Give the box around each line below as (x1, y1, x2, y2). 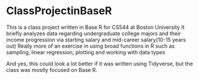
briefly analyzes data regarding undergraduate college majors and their (6, 29, 181, 37)
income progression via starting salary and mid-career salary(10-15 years (6, 36, 186, 43)
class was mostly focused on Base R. (6, 66, 98, 73)
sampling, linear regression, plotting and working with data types (6, 48, 166, 55)
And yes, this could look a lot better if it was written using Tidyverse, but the (6, 60, 194, 67)
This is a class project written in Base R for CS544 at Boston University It (6, 24, 185, 31)
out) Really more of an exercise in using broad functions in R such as (6, 42, 175, 50)
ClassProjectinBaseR (6, 4, 112, 18)
